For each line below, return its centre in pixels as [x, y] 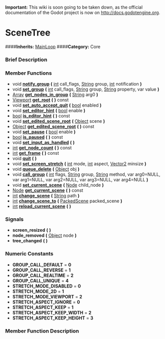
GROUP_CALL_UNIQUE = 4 [40, 280]
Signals [14, 219]
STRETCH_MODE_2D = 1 [38, 291]
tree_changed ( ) [30, 241]
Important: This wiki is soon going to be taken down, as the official [74, 7]
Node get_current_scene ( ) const [48, 190]
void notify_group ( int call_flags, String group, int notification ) [77, 84]
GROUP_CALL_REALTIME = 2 [43, 275]
